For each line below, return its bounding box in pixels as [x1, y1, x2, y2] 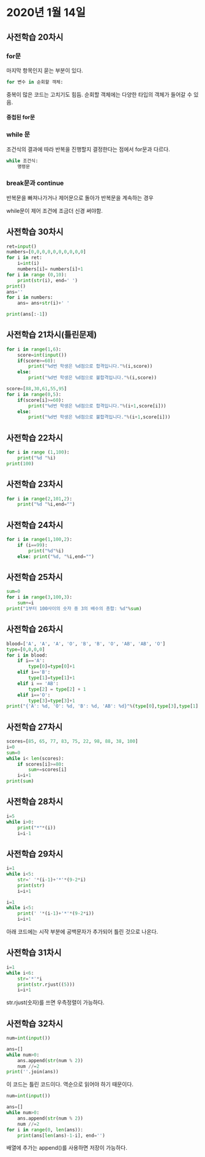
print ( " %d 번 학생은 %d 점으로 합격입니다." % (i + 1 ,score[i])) [28, 403, 166, 409]
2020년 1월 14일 [6, 6, 86, 20]
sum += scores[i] [28, 767, 67, 773]
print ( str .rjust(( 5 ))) [17, 981, 75, 988]
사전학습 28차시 [6, 797, 63, 807]
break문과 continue [6, 179, 64, 187]
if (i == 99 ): [17, 542, 48, 548]
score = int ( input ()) [17, 352, 67, 358]
